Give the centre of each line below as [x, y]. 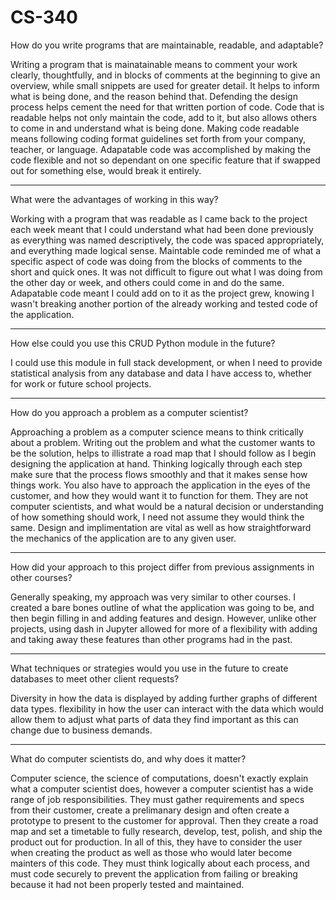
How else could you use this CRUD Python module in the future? [143, 343]
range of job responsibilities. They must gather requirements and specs [157, 799]
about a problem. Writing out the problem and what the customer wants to [163, 442]
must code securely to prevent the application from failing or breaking [154, 873]
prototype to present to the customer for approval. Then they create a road [164, 820]
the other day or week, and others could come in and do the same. [147, 282]
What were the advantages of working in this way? [114, 199]
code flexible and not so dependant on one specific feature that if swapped [165, 160]
